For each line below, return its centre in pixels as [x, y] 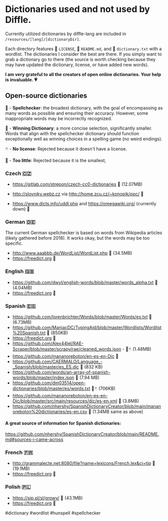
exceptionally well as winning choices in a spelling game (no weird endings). [84, 139]
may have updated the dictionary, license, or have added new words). [77, 65]
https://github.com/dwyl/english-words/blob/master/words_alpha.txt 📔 [85, 282]
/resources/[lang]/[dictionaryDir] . [43, 39]
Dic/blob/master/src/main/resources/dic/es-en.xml [65, 401]
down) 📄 [21, 209]
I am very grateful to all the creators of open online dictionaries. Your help [83, 74]
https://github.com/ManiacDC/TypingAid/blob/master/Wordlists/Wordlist [87, 327]
